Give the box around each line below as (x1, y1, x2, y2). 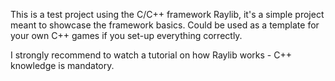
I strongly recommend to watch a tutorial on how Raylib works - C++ (10, 49, 292, 61)
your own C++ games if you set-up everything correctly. (10, 30, 243, 41)
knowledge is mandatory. (10, 60, 115, 71)
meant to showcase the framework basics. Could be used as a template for (10, 19, 320, 31)
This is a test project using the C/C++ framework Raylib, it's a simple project (10, 9, 325, 20)
